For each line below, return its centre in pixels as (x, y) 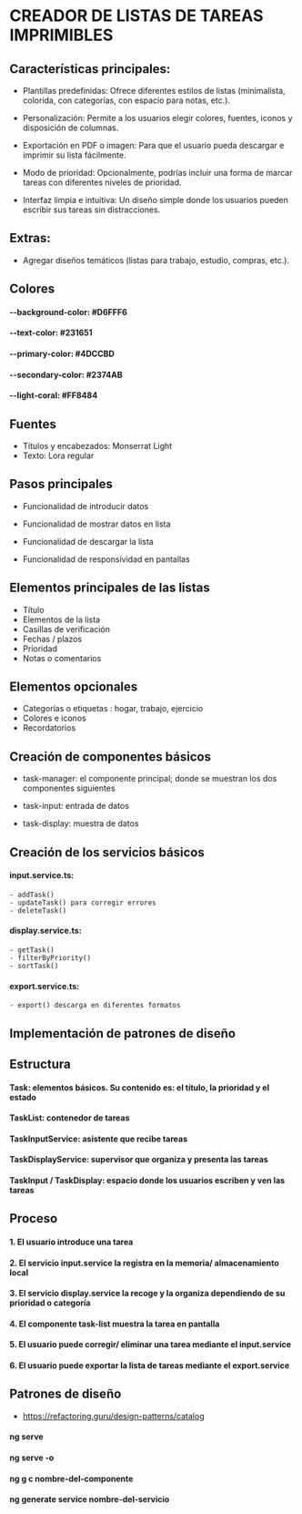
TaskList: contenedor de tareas (70, 1118)
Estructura (40, 1064)
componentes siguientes (69, 788)
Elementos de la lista (61, 619)
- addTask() (32, 895)
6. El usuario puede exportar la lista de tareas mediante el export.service (150, 1365)
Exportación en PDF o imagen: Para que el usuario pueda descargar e (153, 145)
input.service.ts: (42, 875)
